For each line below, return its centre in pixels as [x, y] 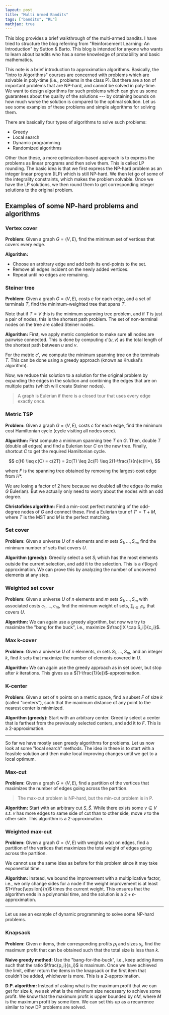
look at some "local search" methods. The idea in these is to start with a [80, 748]
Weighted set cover [30, 588]
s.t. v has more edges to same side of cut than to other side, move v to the [82, 813]
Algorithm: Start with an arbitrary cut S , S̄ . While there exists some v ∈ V [81, 808]
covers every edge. [25, 244]
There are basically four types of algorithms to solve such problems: [76, 122]
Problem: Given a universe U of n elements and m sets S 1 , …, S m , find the [81, 542]
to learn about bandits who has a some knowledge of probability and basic [82, 54]
